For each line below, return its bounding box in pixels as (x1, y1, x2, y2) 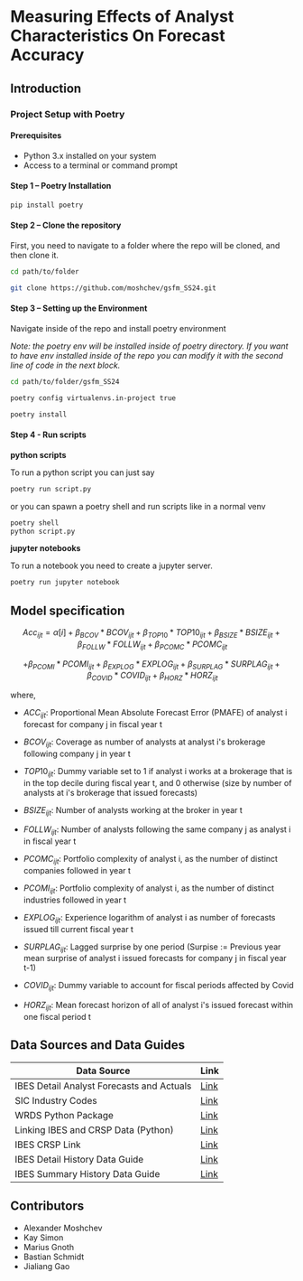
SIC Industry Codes (14, 1094, 97, 1107)
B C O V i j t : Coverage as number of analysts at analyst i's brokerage (23, 736, 266, 749)
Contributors (10, 1199, 85, 1214)
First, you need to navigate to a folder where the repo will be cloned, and (10, 239, 280, 250)
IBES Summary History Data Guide (14, 1167, 161, 1180)
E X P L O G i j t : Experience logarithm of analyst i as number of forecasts (23, 912, 276, 925)
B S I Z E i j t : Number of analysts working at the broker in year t (23, 804, 243, 818)
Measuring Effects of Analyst (10, 6, 234, 27)
